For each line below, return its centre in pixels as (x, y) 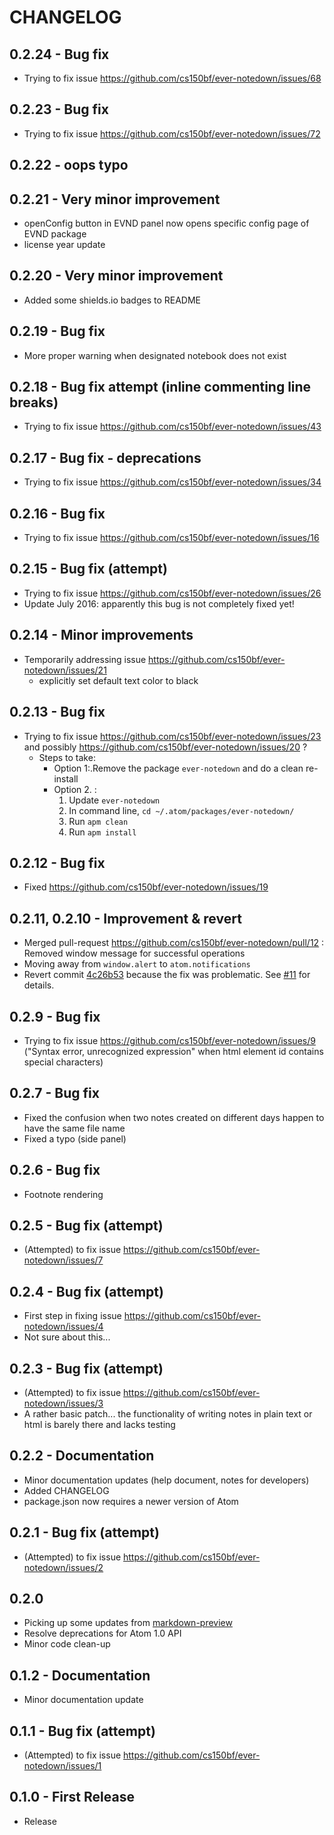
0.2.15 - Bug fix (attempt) (88, 569)
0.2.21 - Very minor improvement (115, 199)
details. (39, 985)
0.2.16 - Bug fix (57, 513)
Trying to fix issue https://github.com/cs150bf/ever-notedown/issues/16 (171, 538)
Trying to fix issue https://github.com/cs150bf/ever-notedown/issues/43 (172, 427)
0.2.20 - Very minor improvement (116, 276)
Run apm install (102, 832)
